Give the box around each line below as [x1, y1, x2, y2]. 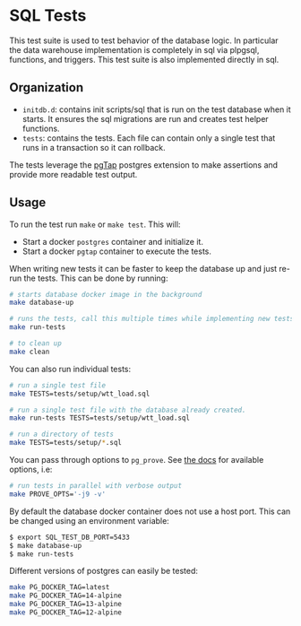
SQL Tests [9, 5, 87, 26]
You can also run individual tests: [9, 363, 132, 374]
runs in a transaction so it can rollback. [21, 142, 166, 152]
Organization [9, 80, 83, 95]
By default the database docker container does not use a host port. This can [9, 506, 291, 517]
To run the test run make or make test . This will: [9, 219, 181, 230]
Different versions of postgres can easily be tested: [9, 566, 199, 577]
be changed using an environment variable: [9, 515, 170, 526]
